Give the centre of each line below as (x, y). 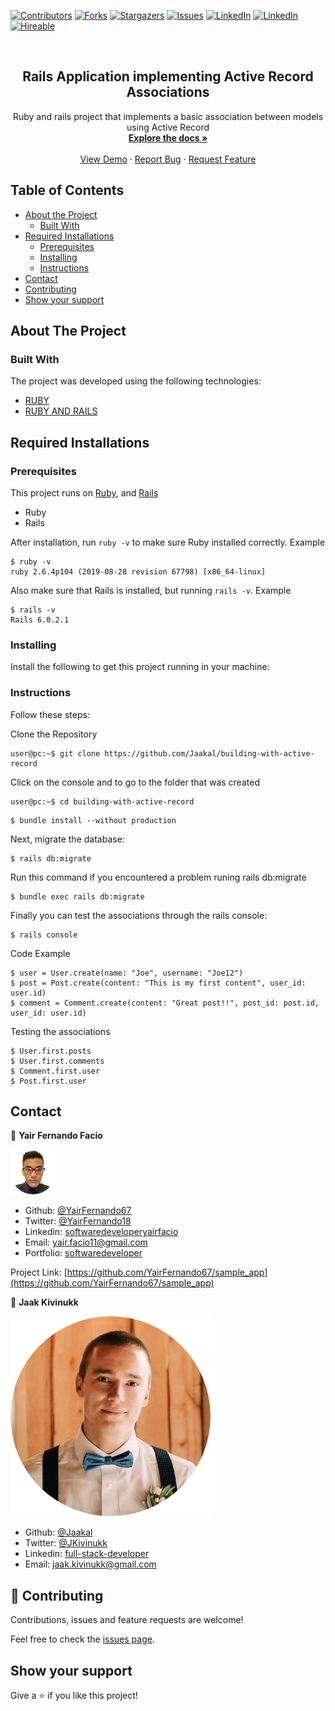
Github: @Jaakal (58, 1532)
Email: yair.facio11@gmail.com (86, 1242)
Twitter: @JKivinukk (66, 1543)
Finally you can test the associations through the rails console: (139, 915)
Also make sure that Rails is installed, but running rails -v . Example (151, 590)
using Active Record (168, 127)
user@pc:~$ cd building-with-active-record (102, 801)
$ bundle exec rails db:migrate (77, 896)
